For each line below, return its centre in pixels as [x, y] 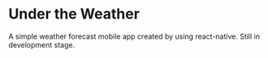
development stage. [42, 44]
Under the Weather [74, 14]
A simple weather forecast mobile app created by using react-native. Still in [134, 36]
